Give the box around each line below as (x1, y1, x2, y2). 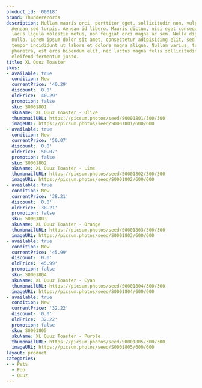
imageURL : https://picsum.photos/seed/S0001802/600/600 (11, 177, 155, 183)
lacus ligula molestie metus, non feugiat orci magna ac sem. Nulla (11, 31, 187, 37)
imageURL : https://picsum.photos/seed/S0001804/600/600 (11, 288, 155, 295)
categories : (6, 356, 36, 362)
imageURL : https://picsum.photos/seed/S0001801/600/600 (11, 121, 155, 127)
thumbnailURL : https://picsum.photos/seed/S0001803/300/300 (11, 227, 165, 233)
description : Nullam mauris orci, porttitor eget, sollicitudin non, (6, 20, 185, 26)
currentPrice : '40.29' (11, 82, 69, 88)
